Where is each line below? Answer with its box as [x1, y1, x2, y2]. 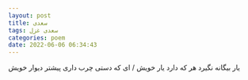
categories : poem [8, 33, 66, 42]
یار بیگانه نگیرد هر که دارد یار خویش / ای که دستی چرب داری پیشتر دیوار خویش [8, 63, 240, 72]
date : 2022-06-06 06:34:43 [8, 41, 97, 49]
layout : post [8, 11, 52, 20]
